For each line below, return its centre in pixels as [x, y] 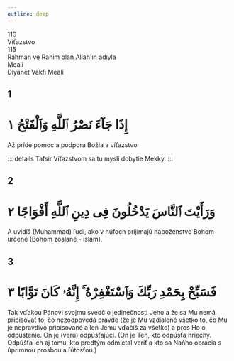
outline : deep [28, 14]
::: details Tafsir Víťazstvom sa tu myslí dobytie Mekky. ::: [90, 158]
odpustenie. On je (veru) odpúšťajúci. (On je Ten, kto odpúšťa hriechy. [110, 335]
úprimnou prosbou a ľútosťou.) [52, 350]
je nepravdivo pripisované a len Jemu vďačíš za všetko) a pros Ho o [106, 327]
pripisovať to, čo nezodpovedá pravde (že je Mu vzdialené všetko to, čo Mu [118, 320]
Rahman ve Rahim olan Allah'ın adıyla [62, 57]
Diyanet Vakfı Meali [35, 72]
